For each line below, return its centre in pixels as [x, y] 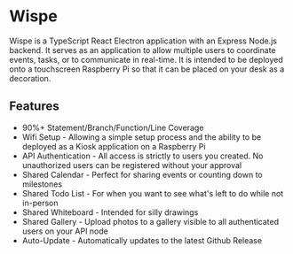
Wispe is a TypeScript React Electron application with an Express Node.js [143, 41]
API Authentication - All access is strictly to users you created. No [143, 156]
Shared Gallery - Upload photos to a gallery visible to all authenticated [150, 221]
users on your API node [65, 231]
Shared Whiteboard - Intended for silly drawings [110, 212]
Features [34, 107]
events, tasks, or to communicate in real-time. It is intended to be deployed [146, 59]
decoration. [30, 78]
